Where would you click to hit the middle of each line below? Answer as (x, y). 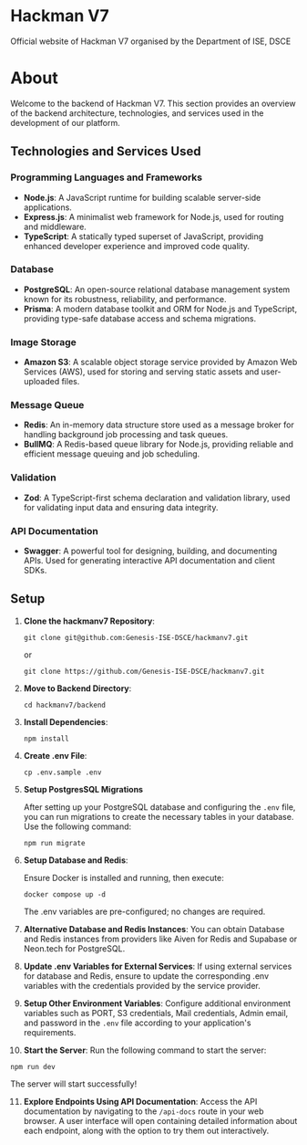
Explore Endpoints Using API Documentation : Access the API (140, 1101)
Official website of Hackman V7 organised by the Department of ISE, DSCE (151, 41)
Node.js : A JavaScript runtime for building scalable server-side (142, 197)
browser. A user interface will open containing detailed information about (160, 1120)
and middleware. (55, 226)
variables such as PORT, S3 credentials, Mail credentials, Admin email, (156, 1013)
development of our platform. (66, 122)
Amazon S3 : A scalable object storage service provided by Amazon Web (160, 362)
